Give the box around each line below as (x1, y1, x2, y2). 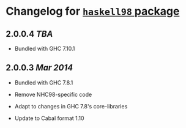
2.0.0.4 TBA (6, 29, 53, 39)
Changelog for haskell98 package (6, 4, 180, 18)
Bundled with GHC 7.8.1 (14, 78, 73, 86)
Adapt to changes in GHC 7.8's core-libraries (14, 102, 128, 110)
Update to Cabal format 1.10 (14, 115, 84, 122)
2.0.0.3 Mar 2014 (6, 62, 73, 73)
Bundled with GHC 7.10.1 (14, 45, 75, 52)
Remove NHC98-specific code (14, 91, 92, 98)
